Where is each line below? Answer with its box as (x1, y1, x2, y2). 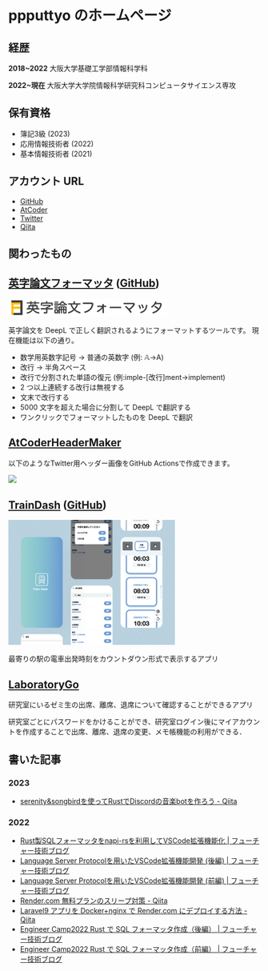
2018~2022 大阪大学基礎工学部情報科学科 (8, 64, 148, 73)
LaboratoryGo (8, 677, 80, 691)
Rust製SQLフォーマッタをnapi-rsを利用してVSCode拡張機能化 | (19, 836, 230, 845)
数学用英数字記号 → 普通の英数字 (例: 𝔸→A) (19, 352, 164, 362)
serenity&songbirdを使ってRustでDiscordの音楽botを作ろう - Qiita (19, 796, 238, 805)
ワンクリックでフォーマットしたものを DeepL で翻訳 (19, 412, 194, 422)
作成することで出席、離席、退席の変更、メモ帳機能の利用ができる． (22, 727, 246, 737)
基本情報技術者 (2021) (19, 149, 93, 158)
